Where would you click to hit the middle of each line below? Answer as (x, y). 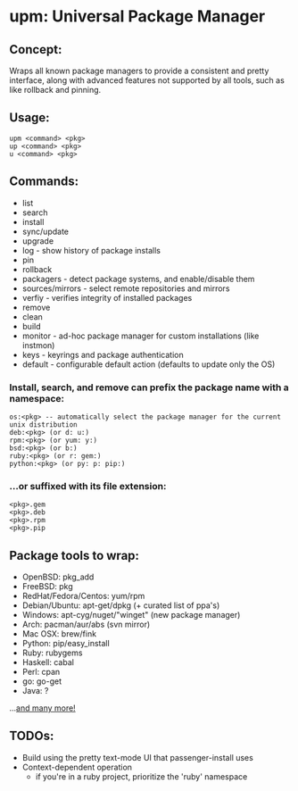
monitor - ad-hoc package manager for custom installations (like (141, 336)
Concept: (36, 50)
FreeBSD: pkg (47, 587)
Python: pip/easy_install (66, 644)
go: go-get (42, 681)
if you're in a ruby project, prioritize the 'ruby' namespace (141, 776)
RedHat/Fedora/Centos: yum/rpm (83, 596)
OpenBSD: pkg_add (58, 577)
